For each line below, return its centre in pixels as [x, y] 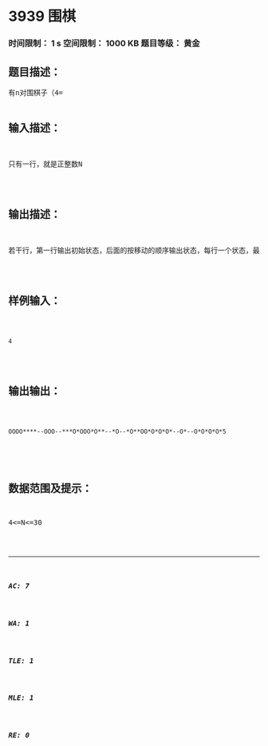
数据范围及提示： [50, 488]
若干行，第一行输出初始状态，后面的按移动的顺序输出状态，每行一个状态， [130, 250]
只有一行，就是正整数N [45, 164]
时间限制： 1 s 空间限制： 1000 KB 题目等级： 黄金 [104, 43]
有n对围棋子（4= [36, 92]
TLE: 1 [21, 661]
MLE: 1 [21, 698]
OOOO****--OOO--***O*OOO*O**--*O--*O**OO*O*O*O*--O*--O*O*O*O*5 [117, 432]
